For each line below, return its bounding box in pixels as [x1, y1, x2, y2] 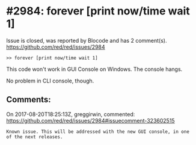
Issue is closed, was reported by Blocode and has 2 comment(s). [6, 37, 167, 44]
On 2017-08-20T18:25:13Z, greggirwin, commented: [6, 110, 135, 118]
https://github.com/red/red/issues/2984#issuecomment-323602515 [6, 117, 176, 124]
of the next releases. [6, 134, 63, 140]
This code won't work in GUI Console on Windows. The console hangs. [6, 65, 183, 73]
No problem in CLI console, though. [6, 77, 94, 84]
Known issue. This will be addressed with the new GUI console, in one [6, 128, 189, 135]
